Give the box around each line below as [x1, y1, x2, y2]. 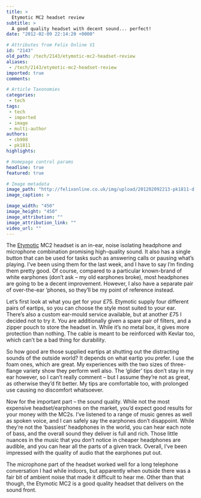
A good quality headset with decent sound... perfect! [11, 25, 152, 32]
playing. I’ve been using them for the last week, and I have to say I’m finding [6, 261, 194, 268]
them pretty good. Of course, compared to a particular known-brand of [6, 267, 182, 274]
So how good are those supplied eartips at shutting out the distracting [6, 348, 179, 355]
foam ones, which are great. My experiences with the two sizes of [6, 361, 169, 368]
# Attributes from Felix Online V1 [6, 42, 95, 48]
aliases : [6, 58, 28, 65]
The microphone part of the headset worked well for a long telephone [6, 461, 179, 468]
